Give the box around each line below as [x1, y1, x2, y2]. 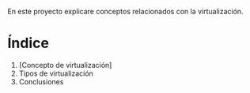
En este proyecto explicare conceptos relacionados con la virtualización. [7, 7, 244, 16]
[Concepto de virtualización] [18, 60, 112, 69]
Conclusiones [18, 76, 64, 86]
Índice [7, 35, 49, 52]
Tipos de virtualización [18, 69, 94, 78]
